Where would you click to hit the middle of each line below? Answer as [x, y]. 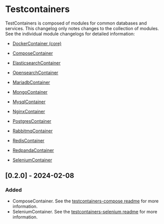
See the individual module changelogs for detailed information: [70, 34]
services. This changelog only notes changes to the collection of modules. [82, 28]
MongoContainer [30, 92]
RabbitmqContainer [33, 131]
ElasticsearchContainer [37, 63]
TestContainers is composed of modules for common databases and [76, 23]
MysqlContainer [29, 102]
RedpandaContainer [33, 150]
